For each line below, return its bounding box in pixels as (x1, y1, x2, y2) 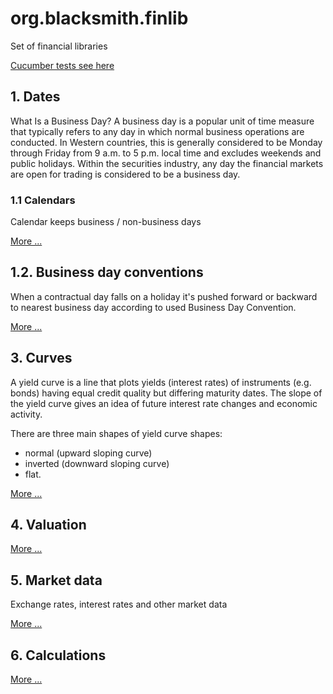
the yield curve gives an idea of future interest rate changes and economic (10, 397, 318, 409)
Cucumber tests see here (10, 59, 115, 71)
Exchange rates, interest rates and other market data (10, 598, 228, 611)
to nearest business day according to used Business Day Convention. (10, 301, 297, 313)
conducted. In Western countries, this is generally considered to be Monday (10, 136, 323, 148)
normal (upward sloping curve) (24, 447, 153, 459)
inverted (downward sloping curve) (24, 457, 170, 469)
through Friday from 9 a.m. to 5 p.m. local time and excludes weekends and (10, 147, 322, 159)
